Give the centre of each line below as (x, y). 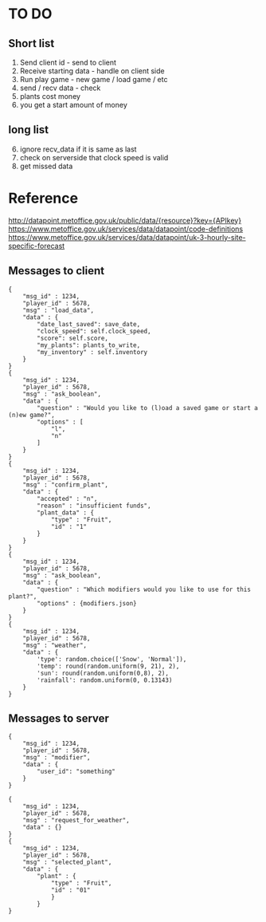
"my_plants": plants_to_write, (89, 345)
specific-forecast (37, 246)
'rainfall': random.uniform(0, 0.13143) (105, 680)
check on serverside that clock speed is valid (94, 157)
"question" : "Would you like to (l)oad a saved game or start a (148, 408)
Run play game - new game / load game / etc (94, 79)
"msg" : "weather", (55, 645)
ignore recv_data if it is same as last (78, 149)
